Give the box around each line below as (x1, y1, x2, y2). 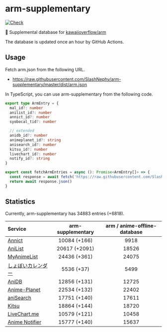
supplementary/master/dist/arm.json (12, 81, 87, 87)
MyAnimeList (7, 253, 38, 260)
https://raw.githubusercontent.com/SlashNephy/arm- (12, 76, 121, 82)
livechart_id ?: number (9, 152, 57, 157)
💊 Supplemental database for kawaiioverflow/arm (5, 29, 106, 35)
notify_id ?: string (9, 156, 50, 161)
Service (7, 225, 26, 232)
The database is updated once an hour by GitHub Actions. (5, 38, 124, 45)
